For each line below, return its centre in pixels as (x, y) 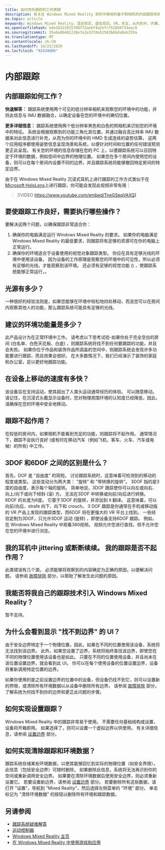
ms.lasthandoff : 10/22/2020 (34, 46)
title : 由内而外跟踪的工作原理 (33, 10)
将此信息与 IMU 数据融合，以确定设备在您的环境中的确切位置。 (69, 115)
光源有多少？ (25, 289)
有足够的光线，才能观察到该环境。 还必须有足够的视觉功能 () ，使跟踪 (82, 265)
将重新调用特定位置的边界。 (33, 669)
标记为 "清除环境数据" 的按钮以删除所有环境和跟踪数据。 (62, 794)
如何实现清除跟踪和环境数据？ (50, 751)
